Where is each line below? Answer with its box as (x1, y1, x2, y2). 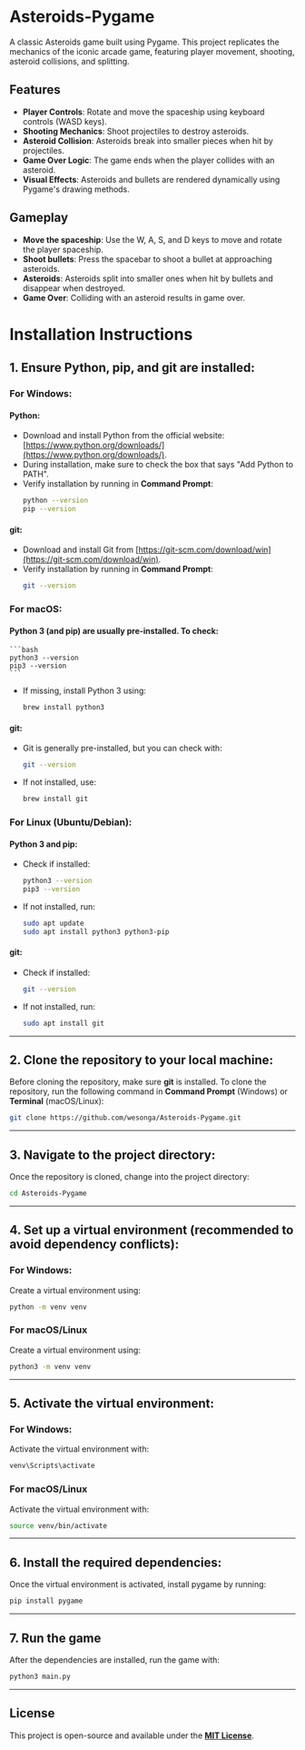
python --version (22, 496, 89, 506)
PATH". (22, 468, 50, 479)
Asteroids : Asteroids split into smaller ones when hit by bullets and (22, 273, 274, 284)
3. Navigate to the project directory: (9, 1147, 216, 1162)
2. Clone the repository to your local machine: (9, 1052, 274, 1068)
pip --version (22, 505, 76, 514)
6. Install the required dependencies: (9, 1554, 222, 1570)
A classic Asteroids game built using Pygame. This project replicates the (9, 36, 280, 47)
